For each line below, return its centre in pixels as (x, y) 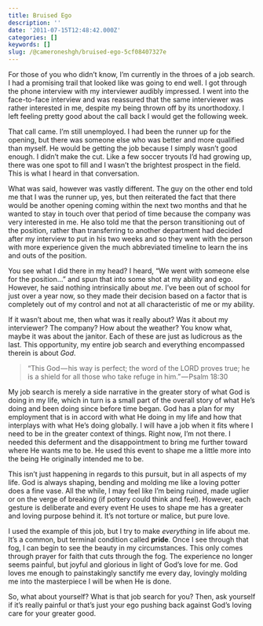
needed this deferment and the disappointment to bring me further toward (128, 442)
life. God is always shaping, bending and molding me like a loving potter (124, 482)
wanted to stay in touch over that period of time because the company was (130, 214)
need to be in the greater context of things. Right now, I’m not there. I (120, 433)
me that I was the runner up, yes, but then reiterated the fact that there (122, 197)
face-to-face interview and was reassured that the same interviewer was (126, 100)
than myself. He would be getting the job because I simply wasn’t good (123, 148)
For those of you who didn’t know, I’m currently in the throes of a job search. (131, 74)
